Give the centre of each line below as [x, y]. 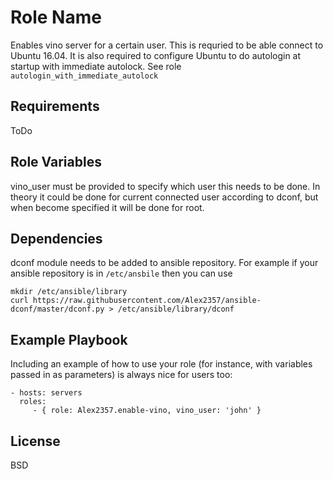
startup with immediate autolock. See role [96, 66]
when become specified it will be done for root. [107, 207]
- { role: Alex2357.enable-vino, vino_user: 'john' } [147, 411]
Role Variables [56, 162]
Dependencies [56, 238]
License [35, 441]
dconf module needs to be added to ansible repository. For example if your [164, 263]
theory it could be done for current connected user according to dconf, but [164, 197]
